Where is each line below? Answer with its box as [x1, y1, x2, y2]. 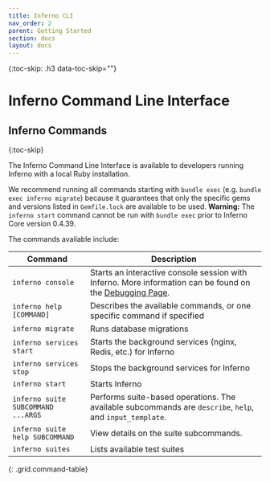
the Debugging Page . [89, 287, 170, 298]
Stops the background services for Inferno [89, 362, 251, 374]
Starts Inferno [89, 378, 142, 390]
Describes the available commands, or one [89, 300, 252, 312]
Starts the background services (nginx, [89, 337, 237, 348]
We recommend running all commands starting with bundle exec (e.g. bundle [8, 185, 262, 194]
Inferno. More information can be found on [89, 277, 251, 288]
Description [151, 254, 197, 265]
